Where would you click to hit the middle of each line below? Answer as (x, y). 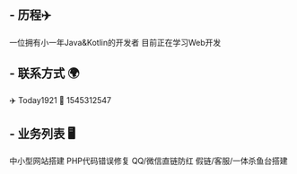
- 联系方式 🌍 (44, 74)
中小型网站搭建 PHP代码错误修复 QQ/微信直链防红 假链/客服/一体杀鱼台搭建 (149, 161)
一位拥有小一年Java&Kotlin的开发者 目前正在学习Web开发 (115, 42)
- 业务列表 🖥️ (43, 134)
